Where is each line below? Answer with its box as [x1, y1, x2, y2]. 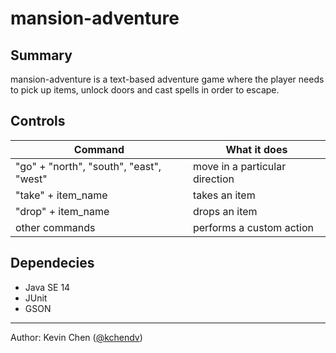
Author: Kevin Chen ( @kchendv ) [10, 331, 143, 343]
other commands [15, 220, 96, 234]
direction [192, 172, 235, 186]
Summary [10, 47, 73, 64]
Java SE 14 [24, 281, 71, 293]
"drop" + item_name [15, 204, 110, 218]
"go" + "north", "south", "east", [15, 159, 162, 173]
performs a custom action [192, 220, 314, 234]
